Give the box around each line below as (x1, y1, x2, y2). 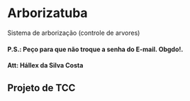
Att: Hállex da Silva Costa (7, 61, 84, 70)
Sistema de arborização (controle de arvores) (7, 28, 140, 37)
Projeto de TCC (7, 82, 76, 94)
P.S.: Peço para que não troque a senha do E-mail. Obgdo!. (7, 45, 184, 53)
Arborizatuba (7, 5, 88, 21)
